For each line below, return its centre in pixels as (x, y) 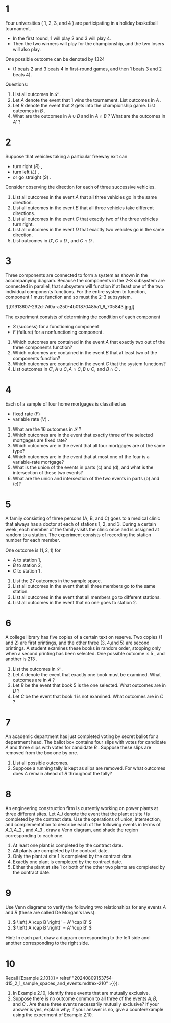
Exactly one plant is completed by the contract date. (67, 862)
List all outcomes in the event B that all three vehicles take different (83, 208)
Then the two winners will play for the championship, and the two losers (88, 43)
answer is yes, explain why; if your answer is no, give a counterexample (88, 1010)
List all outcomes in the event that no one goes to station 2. (75, 602)
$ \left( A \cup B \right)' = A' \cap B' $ (52, 922)
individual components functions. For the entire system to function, (76, 291)
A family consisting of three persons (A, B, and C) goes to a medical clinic (83, 518)
